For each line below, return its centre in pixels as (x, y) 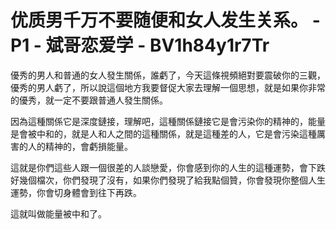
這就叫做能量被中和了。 (58, 213)
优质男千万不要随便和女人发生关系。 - (165, 20)
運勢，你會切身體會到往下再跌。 (76, 192)
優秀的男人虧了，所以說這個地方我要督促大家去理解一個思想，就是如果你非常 (168, 87)
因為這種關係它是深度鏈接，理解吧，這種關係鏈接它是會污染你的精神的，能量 (168, 121)
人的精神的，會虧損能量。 (80, 146)
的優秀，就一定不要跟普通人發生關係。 (89, 100)
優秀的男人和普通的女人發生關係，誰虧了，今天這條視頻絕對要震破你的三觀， (168, 75)
